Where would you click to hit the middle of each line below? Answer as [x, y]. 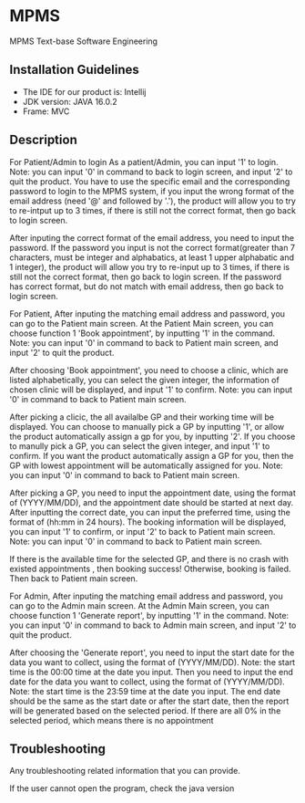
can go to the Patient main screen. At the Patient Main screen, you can [142, 323]
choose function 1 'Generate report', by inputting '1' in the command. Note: [149, 615]
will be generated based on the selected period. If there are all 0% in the [145, 710]
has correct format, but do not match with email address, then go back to [147, 286]
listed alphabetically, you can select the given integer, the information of [144, 380]
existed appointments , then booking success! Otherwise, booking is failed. [150, 568]
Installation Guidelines [74, 70]
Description [43, 140]
